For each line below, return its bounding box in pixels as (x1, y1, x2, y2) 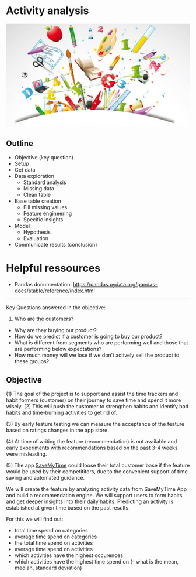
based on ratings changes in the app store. (6, 426, 109, 434)
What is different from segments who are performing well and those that (14, 339, 188, 346)
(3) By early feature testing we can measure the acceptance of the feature (6, 421, 185, 428)
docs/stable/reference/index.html (14, 287, 95, 294)
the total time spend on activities (14, 540, 93, 547)
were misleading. (6, 450, 47, 457)
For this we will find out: (6, 515, 64, 523)
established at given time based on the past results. (6, 504, 130, 511)
